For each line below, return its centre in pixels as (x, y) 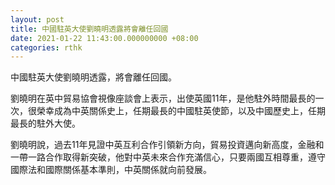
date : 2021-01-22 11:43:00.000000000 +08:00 (104, 38)
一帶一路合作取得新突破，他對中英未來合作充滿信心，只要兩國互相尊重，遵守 (168, 157)
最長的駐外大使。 (45, 123)
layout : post (37, 19)
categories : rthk (46, 47)
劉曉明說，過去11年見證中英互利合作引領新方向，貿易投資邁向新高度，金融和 (167, 145)
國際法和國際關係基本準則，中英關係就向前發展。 (111, 170)
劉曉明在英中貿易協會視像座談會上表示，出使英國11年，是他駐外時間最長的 (163, 98)
